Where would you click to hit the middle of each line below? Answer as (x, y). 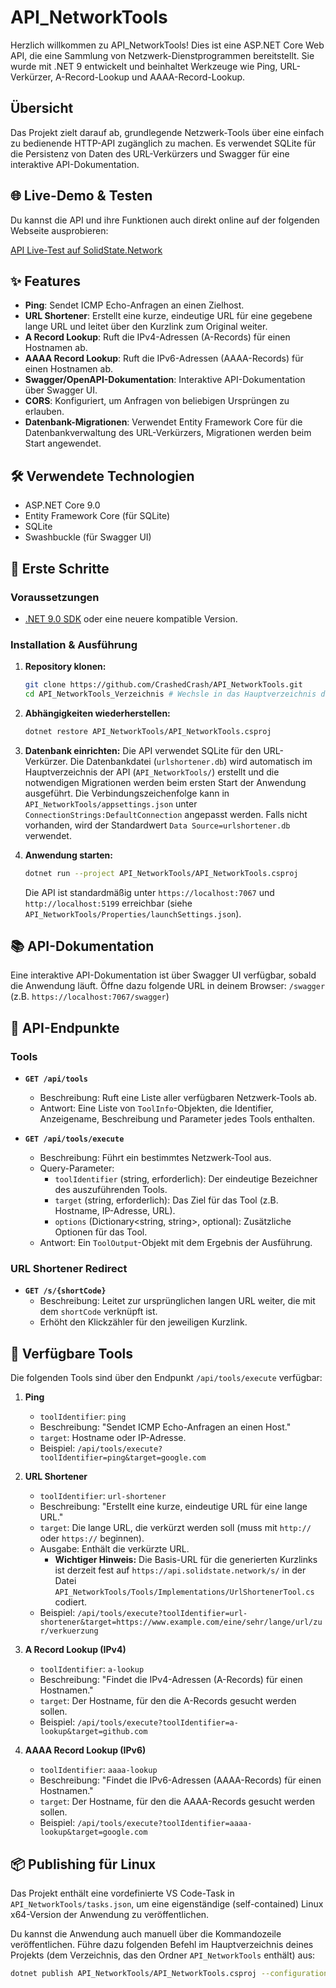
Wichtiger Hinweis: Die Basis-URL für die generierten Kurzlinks (186, 1560)
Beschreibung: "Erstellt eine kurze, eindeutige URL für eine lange (173, 1507)
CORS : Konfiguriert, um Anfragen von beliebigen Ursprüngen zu (157, 401)
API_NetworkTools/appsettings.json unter (111, 803)
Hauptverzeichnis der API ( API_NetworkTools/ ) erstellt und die (152, 772)
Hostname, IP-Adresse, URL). (115, 1211)
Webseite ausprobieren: (59, 230)
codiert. (71, 1602)
